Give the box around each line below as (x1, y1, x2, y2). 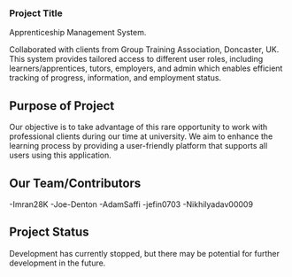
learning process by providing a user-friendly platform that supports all (9, 141, 268, 151)
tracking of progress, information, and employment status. (9, 73, 222, 83)
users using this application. (9, 150, 112, 161)
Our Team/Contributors (9, 175, 142, 190)
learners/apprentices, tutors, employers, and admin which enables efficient (9, 63, 283, 73)
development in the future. (9, 258, 106, 268)
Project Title (9, 7, 64, 19)
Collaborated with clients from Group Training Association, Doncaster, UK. (9, 44, 280, 55)
